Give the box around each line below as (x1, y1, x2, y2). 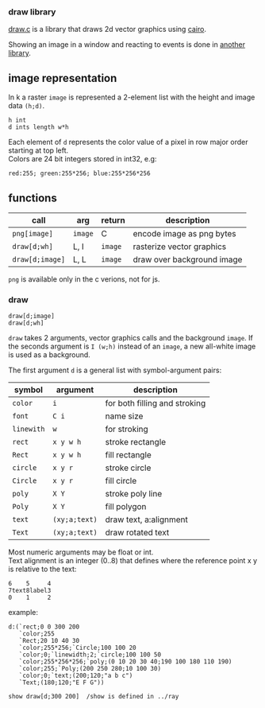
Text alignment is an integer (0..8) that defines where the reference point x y (8, 556, 258, 566)
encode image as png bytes (132, 228, 236, 239)
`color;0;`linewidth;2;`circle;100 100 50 (18, 651, 161, 659)
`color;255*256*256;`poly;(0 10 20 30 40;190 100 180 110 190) (18, 658, 232, 666)
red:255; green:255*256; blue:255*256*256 (8, 169, 151, 177)
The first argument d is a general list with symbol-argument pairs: (8, 365, 222, 375)
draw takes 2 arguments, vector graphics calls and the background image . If (8, 333, 254, 343)
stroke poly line (105, 488, 163, 500)
